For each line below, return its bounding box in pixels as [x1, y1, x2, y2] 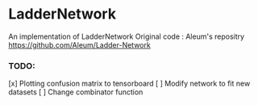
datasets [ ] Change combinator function [8, 87, 144, 97]
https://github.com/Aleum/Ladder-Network [8, 40, 151, 49]
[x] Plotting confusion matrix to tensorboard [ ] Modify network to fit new [8, 78, 251, 89]
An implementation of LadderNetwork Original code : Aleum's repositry [8, 31, 244, 41]
